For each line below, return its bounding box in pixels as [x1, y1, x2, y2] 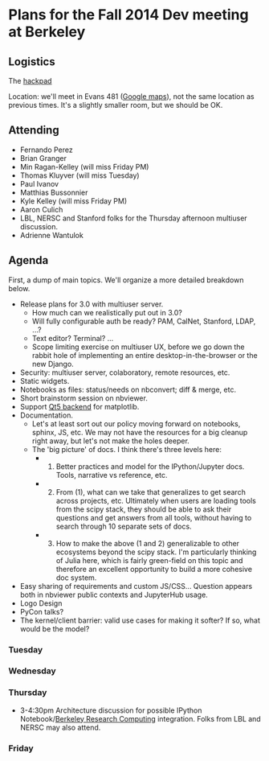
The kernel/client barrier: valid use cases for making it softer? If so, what [19, 615, 261, 625]
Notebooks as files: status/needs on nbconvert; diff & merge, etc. [19, 385, 237, 394]
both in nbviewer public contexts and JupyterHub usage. [19, 590, 209, 599]
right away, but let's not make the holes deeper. [31, 436, 190, 446]
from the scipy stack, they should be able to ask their [55, 504, 232, 514]
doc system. [55, 573, 97, 582]
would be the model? [19, 623, 90, 633]
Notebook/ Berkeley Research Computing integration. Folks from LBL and [19, 714, 261, 723]
